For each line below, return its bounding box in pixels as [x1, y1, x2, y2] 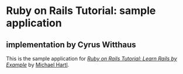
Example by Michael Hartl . [6, 61, 70, 68]
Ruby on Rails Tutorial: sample [6, 4, 156, 17]
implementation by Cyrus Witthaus [6, 40, 136, 50]
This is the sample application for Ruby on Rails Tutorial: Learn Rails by [6, 55, 177, 62]
